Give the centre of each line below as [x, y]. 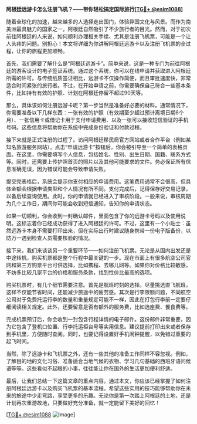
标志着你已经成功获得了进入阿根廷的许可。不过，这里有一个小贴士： [103, 223]
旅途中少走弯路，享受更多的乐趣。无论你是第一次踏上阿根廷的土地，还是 [103, 396]
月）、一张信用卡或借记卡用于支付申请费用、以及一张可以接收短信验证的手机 [97, 120]
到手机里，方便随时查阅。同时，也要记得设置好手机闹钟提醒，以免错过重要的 [98, 334]
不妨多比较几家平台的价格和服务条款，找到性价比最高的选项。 [81, 272]
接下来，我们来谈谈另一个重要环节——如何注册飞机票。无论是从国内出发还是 [98, 250]
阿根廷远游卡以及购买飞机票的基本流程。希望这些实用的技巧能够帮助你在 [98, 388]
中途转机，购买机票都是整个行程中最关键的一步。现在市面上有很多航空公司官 [98, 258]
